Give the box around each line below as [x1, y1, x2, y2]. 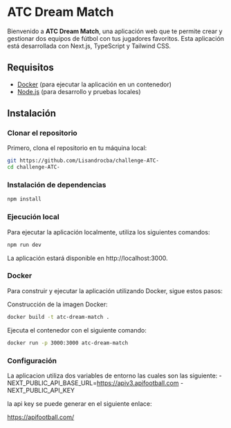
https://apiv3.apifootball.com [96, 378, 179, 387]
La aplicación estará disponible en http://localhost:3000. [7, 254, 168, 262]
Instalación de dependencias [7, 180, 107, 190]
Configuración [7, 355, 57, 365]
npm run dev [7, 241, 41, 248]
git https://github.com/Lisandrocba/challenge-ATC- [7, 157, 159, 165]
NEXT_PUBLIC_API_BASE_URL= [7, 378, 98, 387]
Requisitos [7, 62, 54, 73]
